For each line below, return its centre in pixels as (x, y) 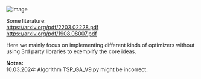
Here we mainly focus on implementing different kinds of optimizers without (101, 45)
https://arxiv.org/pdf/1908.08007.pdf (52, 34)
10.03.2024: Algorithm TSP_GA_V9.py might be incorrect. (77, 69)
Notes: (15, 63)
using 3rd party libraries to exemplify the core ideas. (72, 51)
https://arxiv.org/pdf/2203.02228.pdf (53, 27)
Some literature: (26, 21)
